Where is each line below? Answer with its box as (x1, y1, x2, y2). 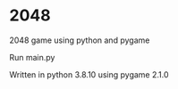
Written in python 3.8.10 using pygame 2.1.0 (9, 69, 169, 80)
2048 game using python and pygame (9, 35, 150, 45)
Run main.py (9, 52, 55, 62)
